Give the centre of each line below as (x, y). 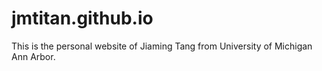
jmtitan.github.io (82, 18)
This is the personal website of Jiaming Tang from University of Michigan (162, 46)
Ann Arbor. (33, 56)
